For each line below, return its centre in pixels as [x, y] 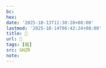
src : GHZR [18, 50]
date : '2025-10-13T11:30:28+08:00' [50, 22]
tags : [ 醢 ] [19, 45]
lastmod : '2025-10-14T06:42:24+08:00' [54, 28]
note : [13, 56]
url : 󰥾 [14, 39]
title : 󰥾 [17, 34]
